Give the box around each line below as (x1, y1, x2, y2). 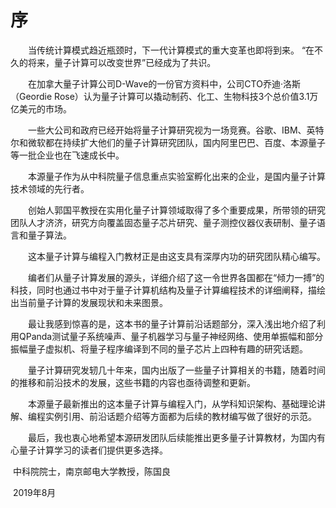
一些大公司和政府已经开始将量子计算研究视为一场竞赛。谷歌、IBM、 (28, 124, 307, 136)
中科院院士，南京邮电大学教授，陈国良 (12, 465, 171, 477)
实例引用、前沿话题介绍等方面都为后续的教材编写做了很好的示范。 (44, 410, 317, 422)
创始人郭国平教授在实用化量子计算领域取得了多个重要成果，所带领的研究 (28, 204, 326, 216)
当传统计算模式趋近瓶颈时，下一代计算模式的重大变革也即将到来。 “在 (28, 44, 315, 56)
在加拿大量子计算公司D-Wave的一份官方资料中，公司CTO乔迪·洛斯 (28, 77, 301, 90)
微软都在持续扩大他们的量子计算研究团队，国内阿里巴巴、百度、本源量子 (27, 136, 326, 148)
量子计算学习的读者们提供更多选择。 (18, 444, 168, 456)
